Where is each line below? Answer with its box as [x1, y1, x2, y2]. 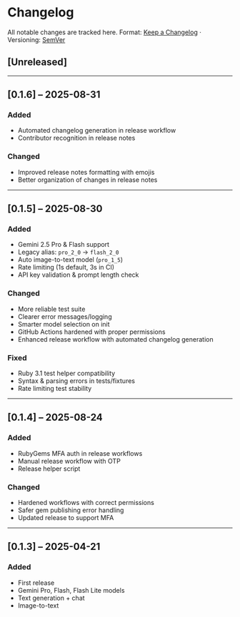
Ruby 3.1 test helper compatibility [17, 369, 116, 378]
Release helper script [17, 464, 81, 473]
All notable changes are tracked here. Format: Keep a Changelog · [7, 28, 201, 36]
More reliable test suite [17, 305, 86, 313]
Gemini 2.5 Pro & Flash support [17, 240, 109, 249]
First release [17, 578, 55, 587]
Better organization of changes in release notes [17, 175, 158, 184]
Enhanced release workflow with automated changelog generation [17, 335, 214, 343]
